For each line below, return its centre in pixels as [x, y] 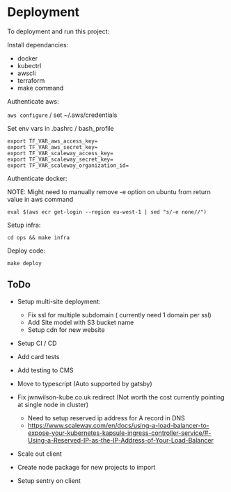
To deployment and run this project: [58, 31]
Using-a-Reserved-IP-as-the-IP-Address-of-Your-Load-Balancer [121, 440]
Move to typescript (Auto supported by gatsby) [85, 383]
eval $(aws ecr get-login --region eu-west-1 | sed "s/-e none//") [107, 212]
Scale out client [40, 454]
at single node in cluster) [53, 404]
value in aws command [40, 199]
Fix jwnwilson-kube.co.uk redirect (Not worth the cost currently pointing [121, 397]
